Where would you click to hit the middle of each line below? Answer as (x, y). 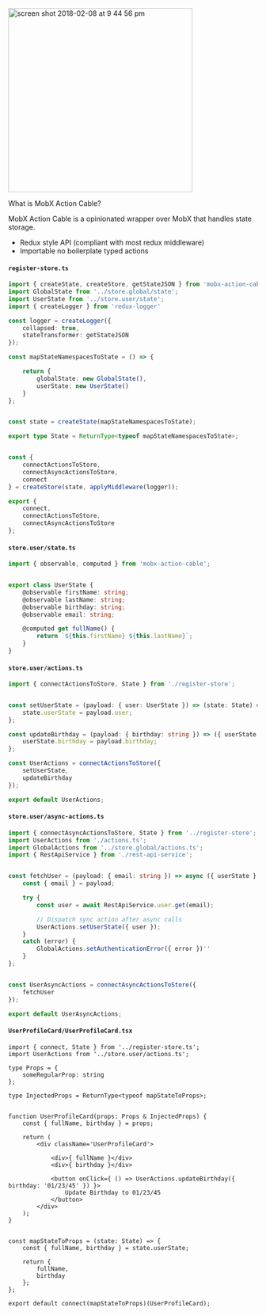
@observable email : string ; (68, 614)
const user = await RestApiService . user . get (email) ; (125, 905)
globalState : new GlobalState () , (92, 378)
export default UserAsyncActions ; (65, 1014)
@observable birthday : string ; (74, 607)
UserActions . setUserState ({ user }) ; (99, 927)
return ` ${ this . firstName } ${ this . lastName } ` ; (115, 637)
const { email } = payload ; (68, 884)
